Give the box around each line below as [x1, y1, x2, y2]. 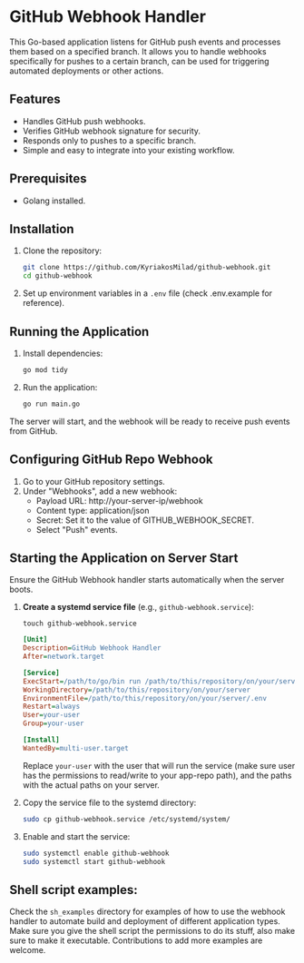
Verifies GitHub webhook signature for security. [22, 125, 201, 136]
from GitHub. [9, 425, 58, 437]
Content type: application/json [35, 505, 150, 516]
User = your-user [22, 711, 81, 720]
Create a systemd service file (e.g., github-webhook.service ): [22, 602, 254, 613]
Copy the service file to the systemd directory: [22, 797, 197, 808]
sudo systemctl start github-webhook [22, 857, 166, 866]
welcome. [9, 945, 46, 956]
